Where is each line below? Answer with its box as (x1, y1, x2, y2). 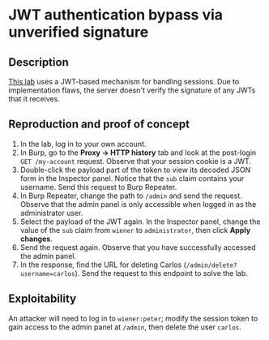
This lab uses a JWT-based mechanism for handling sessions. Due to (8, 77, 240, 86)
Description (8, 55, 69, 69)
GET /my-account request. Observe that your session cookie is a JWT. (19, 156, 252, 166)
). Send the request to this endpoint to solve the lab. (75, 268, 249, 278)
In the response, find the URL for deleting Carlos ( (19, 260, 186, 269)
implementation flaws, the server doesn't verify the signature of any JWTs (8, 85, 256, 95)
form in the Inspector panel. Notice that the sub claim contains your (19, 173, 245, 183)
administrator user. (19, 208, 83, 217)
